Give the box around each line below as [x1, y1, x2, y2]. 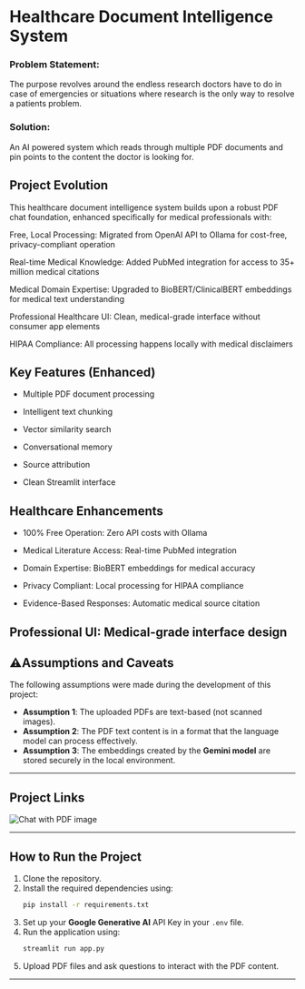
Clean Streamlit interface [22, 477, 116, 488]
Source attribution [22, 459, 91, 470]
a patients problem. [9, 98, 82, 109]
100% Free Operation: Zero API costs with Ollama [22, 528, 208, 539]
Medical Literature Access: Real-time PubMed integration [22, 545, 238, 556]
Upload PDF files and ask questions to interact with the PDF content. [22, 960, 280, 971]
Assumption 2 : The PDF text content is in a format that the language [22, 726, 280, 737]
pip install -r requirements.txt [22, 901, 150, 910]
